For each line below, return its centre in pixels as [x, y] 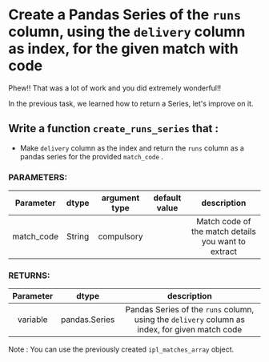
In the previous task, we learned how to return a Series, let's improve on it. [131, 103]
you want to [224, 242]
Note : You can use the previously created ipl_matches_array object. [121, 349]
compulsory [120, 236]
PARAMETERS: [38, 177]
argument [120, 198]
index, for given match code [190, 330]
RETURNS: [29, 276]
